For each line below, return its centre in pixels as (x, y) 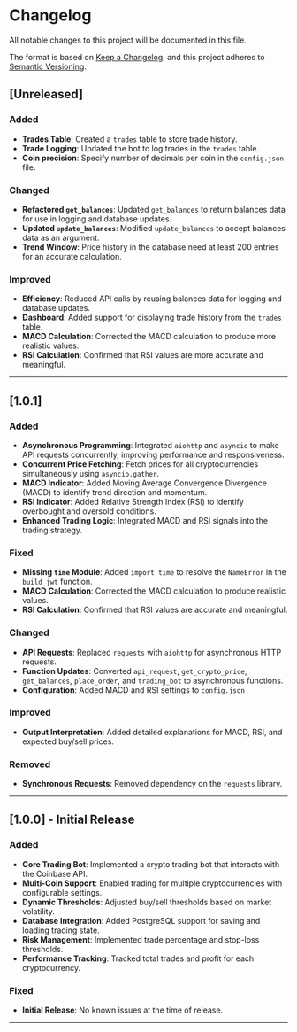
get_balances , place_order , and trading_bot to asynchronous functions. (152, 680)
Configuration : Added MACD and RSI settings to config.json (133, 690)
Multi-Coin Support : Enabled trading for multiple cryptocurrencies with (152, 883)
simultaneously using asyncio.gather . (91, 473)
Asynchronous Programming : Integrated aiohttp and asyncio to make (151, 445)
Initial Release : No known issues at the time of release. (122, 1010)
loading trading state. (61, 930)
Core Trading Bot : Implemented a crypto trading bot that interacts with (151, 864)
